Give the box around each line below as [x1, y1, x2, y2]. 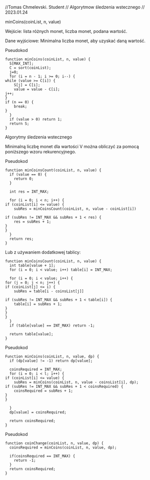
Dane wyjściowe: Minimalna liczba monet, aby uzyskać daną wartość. [5, 38, 146, 44]
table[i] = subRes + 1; [14, 302, 63, 306]
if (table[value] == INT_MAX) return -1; [9, 323, 95, 328]
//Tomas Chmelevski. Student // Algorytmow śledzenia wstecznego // [5, 4, 145, 10]
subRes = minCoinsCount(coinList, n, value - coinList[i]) [14, 206, 137, 211]
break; [14, 104, 27, 109]
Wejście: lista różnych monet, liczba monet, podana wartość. [5, 28, 128, 34]
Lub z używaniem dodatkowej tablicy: [5, 250, 81, 255]
